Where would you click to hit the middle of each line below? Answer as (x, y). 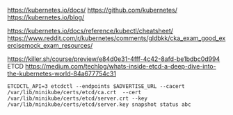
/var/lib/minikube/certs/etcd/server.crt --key (78, 98)
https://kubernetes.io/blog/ (46, 17)
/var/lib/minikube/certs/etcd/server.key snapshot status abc (99, 105)
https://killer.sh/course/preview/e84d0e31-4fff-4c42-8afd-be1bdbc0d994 (114, 59)
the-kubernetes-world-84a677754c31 (62, 73)
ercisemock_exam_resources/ (50, 45)
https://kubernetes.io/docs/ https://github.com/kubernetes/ (92, 10)
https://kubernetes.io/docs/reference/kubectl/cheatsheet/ (90, 31)
